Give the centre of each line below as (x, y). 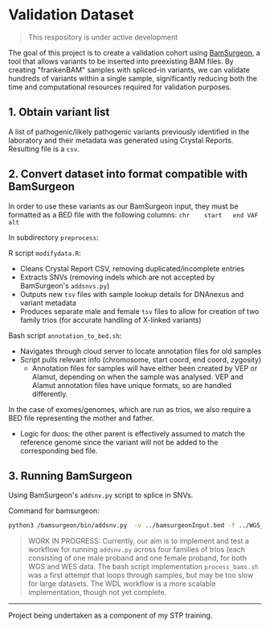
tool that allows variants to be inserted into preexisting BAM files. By (121, 61)
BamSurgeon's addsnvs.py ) (65, 285)
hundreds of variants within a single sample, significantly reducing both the (133, 78)
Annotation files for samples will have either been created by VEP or (145, 368)
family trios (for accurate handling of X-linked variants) (111, 320)
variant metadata (48, 303)
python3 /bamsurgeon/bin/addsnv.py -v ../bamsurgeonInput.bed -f (122, 526)
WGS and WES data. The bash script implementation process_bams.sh (143, 567)
